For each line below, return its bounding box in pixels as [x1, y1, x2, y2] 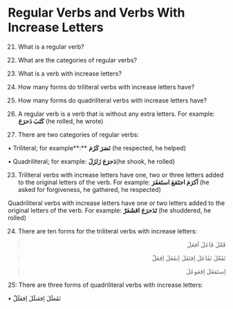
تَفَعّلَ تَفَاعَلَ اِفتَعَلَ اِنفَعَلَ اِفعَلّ [151, 254, 226, 262]
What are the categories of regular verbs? [17, 55, 138, 64]
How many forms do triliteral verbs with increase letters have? [17, 82, 195, 91]
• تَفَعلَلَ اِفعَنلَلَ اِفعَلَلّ [8, 294, 62, 302]
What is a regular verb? [17, 42, 85, 51]
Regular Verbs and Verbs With [8, 5, 185, 21]
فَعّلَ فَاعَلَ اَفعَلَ [187, 240, 226, 249]
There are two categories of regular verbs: [17, 130, 139, 139]
